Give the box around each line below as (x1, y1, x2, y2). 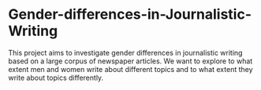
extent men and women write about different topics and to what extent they (8, 64, 254, 74)
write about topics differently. (8, 73, 104, 82)
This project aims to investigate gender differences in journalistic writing (8, 48, 243, 57)
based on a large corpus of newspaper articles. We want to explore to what (8, 56, 253, 66)
